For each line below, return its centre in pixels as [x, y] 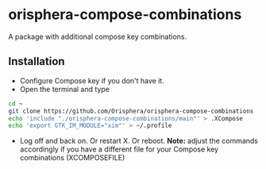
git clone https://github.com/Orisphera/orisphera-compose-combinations [131, 111]
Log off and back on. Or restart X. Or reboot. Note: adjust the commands [139, 141]
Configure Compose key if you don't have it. [92, 80]
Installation [37, 61]
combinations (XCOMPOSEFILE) [72, 158]
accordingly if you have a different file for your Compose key [119, 149]
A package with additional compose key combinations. [98, 36]
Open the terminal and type [64, 89]
